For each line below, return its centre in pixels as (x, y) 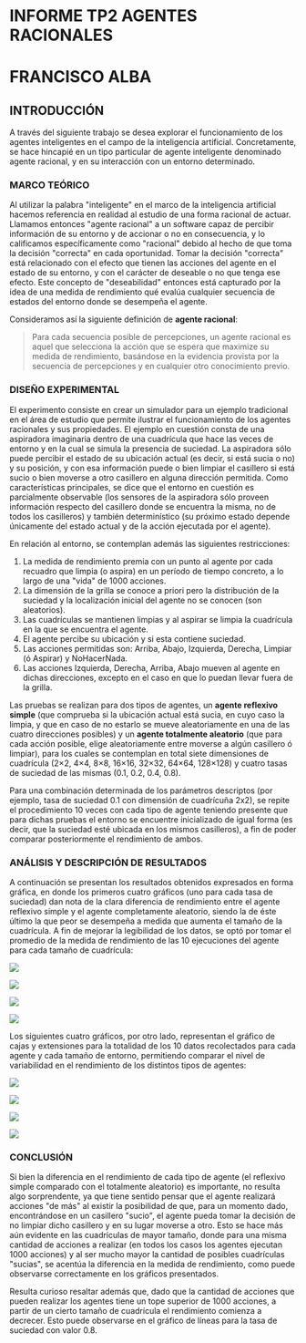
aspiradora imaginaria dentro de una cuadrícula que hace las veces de (142, 439)
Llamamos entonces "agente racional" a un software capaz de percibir (142, 224)
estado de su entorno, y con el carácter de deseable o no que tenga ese (145, 273)
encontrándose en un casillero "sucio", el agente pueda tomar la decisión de (153, 1216)
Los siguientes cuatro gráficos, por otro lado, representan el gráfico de (143, 1037)
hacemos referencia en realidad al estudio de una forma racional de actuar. (150, 214)
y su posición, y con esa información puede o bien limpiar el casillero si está (153, 468)
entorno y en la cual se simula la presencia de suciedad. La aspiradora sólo (150, 449)
